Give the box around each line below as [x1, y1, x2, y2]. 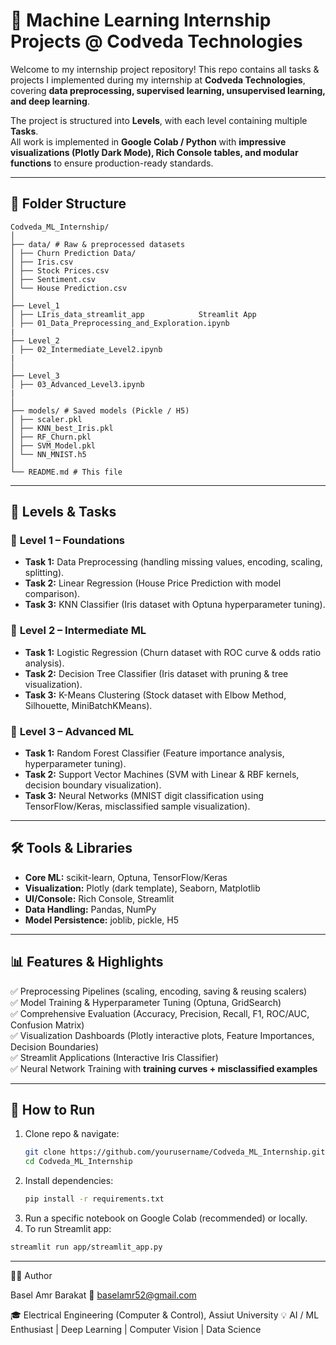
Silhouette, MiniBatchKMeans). [24, 699, 153, 711]
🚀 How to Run [10, 1102, 96, 1119]
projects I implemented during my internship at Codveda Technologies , [10, 74, 306, 86]
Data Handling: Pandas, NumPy [24, 903, 157, 915]
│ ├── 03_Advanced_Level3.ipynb [10, 379, 145, 389]
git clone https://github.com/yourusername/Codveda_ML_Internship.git [24, 1147, 326, 1158]
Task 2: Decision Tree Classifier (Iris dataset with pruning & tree [24, 667, 289, 679]
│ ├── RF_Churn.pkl [10, 432, 92, 442]
